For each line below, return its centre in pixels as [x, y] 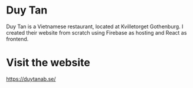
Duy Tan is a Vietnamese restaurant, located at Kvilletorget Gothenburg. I [95, 26]
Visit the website [48, 63]
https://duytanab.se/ [31, 79]
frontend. [17, 39]
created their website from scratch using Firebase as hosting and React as [97, 32]
